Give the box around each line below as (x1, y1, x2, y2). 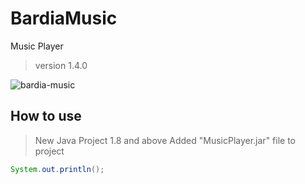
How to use (10, 108, 82, 125)
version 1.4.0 (34, 59, 88, 71)
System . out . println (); (10, 164, 105, 174)
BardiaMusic (10, 7, 118, 30)
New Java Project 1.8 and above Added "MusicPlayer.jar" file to (34, 134, 296, 146)
